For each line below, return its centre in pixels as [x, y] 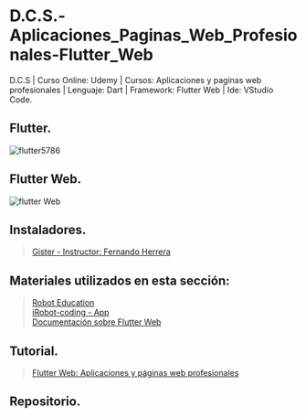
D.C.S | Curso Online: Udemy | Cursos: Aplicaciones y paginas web [136, 80]
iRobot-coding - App [70, 313]
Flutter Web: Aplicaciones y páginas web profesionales [135, 373]
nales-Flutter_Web [81, 55]
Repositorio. [45, 402]
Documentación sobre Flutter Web [96, 322]
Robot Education [63, 303]
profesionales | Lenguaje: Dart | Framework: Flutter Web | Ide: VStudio [142, 90]
